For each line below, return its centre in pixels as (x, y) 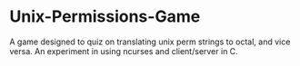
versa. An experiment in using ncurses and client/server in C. (124, 51)
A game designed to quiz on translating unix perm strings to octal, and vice (150, 42)
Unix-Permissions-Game (105, 17)
